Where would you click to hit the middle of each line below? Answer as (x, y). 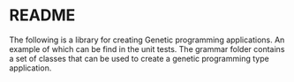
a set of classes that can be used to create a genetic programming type (139, 58)
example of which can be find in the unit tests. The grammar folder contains (147, 48)
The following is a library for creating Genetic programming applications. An (147, 40)
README (42, 15)
